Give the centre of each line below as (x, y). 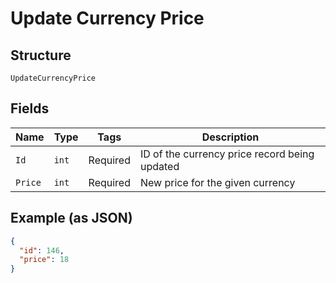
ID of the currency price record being (227, 154)
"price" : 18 (44, 260)
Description (230, 137)
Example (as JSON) (71, 218)
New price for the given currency (217, 182)
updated (159, 166)
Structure (41, 55)
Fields (30, 108)
